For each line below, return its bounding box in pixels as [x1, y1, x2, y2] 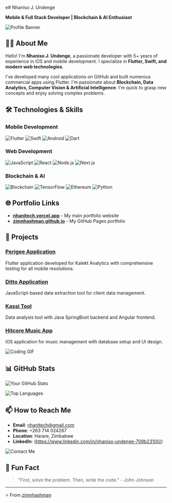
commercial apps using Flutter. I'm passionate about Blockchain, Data [5, 79, 154, 85]
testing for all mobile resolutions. [5, 265, 74, 272]
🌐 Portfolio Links [5, 199, 60, 207]
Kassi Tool [5, 302, 32, 309]
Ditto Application [5, 278, 49, 285]
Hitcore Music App [5, 327, 53, 334]
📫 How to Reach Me [5, 405, 71, 415]
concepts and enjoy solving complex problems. [5, 90, 105, 96]
